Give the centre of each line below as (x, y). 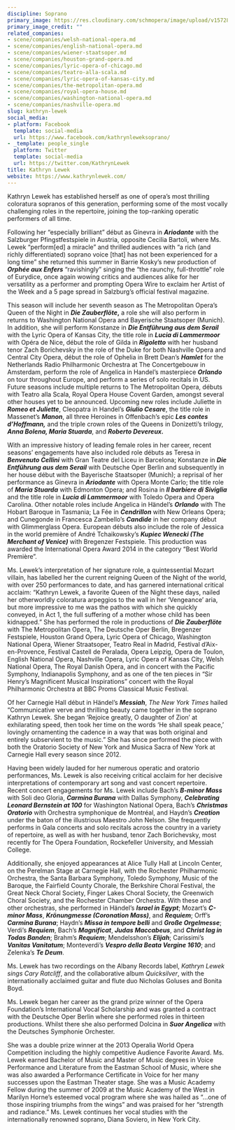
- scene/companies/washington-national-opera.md (79, 99)
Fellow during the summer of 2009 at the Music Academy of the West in (111, 1089)
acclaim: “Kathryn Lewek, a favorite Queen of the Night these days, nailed (114, 592)
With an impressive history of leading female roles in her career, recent (109, 445)
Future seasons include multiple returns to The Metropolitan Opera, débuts (115, 387)
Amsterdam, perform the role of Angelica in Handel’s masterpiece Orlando (115, 372)
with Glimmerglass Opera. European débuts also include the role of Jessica (115, 527)
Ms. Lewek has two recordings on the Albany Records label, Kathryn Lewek (116, 966)
